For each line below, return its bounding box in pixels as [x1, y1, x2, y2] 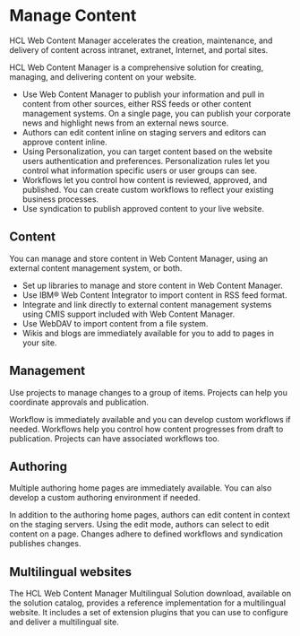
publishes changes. [9, 538, 81, 549]
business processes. [21, 194, 99, 205]
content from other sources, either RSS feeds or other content [21, 98, 252, 109]
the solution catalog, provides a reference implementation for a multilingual [9, 597, 287, 608]
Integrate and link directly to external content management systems [21, 299, 272, 309]
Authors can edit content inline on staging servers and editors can [21, 126, 267, 137]
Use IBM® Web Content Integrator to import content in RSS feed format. [21, 289, 287, 301]
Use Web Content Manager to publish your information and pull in [21, 89, 265, 100]
